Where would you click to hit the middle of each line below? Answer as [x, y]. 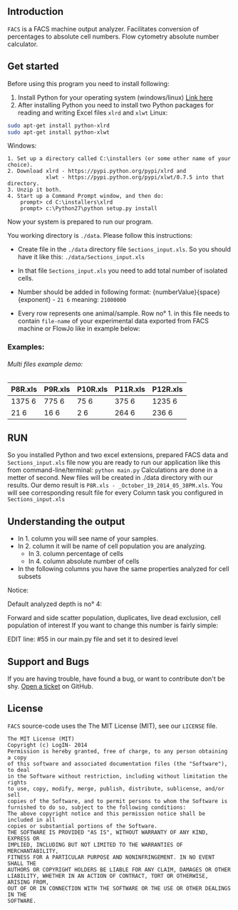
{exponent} [34, 300]
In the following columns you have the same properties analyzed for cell [123, 569]
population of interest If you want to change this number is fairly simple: [113, 625]
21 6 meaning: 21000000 [92, 300]
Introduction [36, 12]
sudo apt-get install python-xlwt [59, 132]
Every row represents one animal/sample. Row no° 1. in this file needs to [124, 313]
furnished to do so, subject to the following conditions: [97, 807]
